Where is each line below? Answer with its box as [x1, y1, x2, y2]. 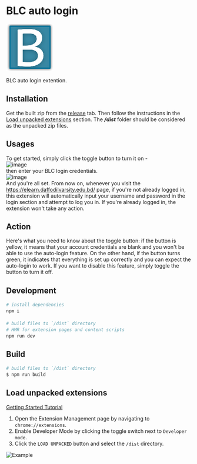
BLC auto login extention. [6, 76, 68, 84]
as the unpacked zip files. [6, 122, 69, 129]
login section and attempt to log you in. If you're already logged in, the [6, 198, 176, 205]
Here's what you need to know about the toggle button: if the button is [6, 237, 176, 245]
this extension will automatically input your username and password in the [6, 192, 185, 199]
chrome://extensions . [14, 421, 66, 428]
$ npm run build [6, 372, 46, 378]
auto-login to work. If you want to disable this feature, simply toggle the [6, 262, 179, 269]
